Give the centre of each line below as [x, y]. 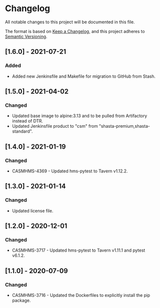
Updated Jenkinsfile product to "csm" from [55, 126]
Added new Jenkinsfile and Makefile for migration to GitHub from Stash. [84, 76]
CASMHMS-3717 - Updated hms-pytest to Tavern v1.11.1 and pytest [79, 250]
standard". [22, 131]
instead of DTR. [28, 121]
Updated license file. [33, 211]
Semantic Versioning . [26, 36]
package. [21, 300]
